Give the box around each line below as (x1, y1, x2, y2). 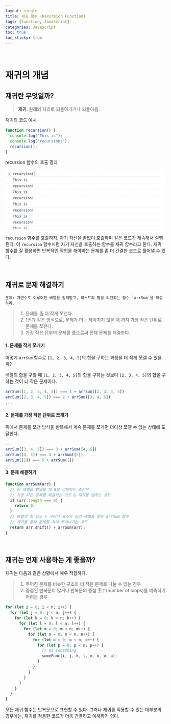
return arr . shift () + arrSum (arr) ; (10, 525, 86, 530)
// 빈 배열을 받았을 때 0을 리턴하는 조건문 (10, 487, 89, 492)
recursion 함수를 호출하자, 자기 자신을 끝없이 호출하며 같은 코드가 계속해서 (5, 235, 154, 241)
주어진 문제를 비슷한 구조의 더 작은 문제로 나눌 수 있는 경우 (25, 581, 141, 587)
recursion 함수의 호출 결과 (5, 159, 58, 166)
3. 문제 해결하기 (5, 469, 37, 475)
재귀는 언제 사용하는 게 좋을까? (5, 556, 96, 565)
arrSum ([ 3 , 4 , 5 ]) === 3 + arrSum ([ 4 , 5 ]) (5, 447, 97, 452)
